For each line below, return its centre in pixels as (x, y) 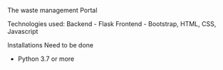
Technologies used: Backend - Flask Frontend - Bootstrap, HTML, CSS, (112, 24)
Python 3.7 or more (46, 59)
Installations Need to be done (51, 45)
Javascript (23, 31)
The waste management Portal (52, 10)
